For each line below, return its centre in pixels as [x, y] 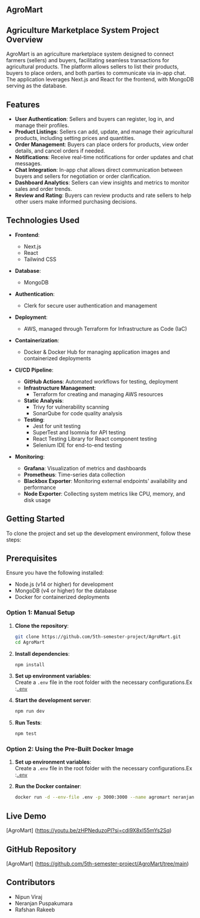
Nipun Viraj [29, 896]
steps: [14, 539]
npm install [30, 665]
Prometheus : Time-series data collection [74, 475]
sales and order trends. [43, 189]
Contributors [31, 882]
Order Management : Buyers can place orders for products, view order [101, 145]
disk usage [37, 500]
